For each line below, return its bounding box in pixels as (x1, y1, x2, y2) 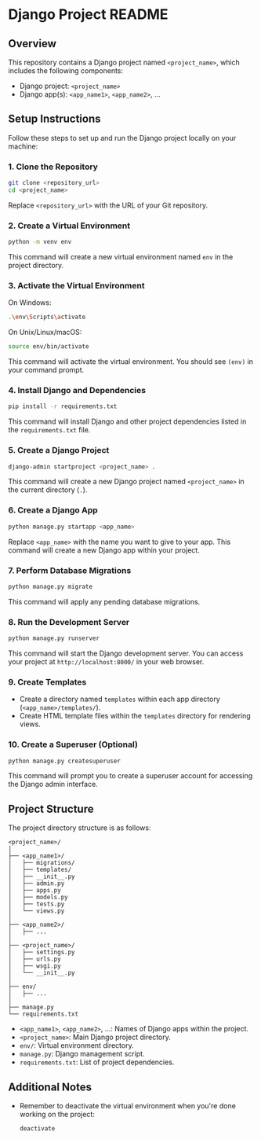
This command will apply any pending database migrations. (8, 597, 201, 606)
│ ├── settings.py (8, 949, 76, 957)
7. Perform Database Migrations (8, 564, 132, 575)
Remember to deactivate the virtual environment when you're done (19, 1101, 237, 1111)
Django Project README (8, 6, 169, 24)
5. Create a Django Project (8, 445, 110, 456)
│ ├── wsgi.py (8, 962, 61, 970)
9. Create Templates (8, 676, 87, 687)
